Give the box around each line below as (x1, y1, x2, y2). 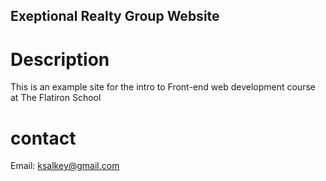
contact (10, 127, 77, 149)
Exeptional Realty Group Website (10, 8, 220, 25)
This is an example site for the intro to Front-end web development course (10, 81, 316, 93)
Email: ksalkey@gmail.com (10, 160, 120, 172)
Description (10, 48, 110, 71)
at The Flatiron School (10, 92, 102, 104)
